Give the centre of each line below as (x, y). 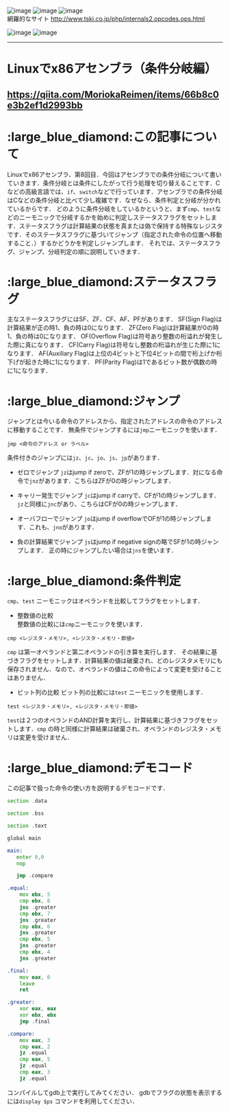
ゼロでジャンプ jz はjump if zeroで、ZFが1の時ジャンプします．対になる (117, 472)
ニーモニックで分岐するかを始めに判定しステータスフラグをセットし (115, 217)
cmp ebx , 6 (35, 927)
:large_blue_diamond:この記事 (94, 137)
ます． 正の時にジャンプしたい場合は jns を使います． (103, 551)
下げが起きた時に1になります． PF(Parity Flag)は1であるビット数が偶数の (109, 362)
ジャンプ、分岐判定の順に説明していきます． (81, 251)
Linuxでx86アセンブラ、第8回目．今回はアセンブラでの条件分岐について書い (115, 174)
